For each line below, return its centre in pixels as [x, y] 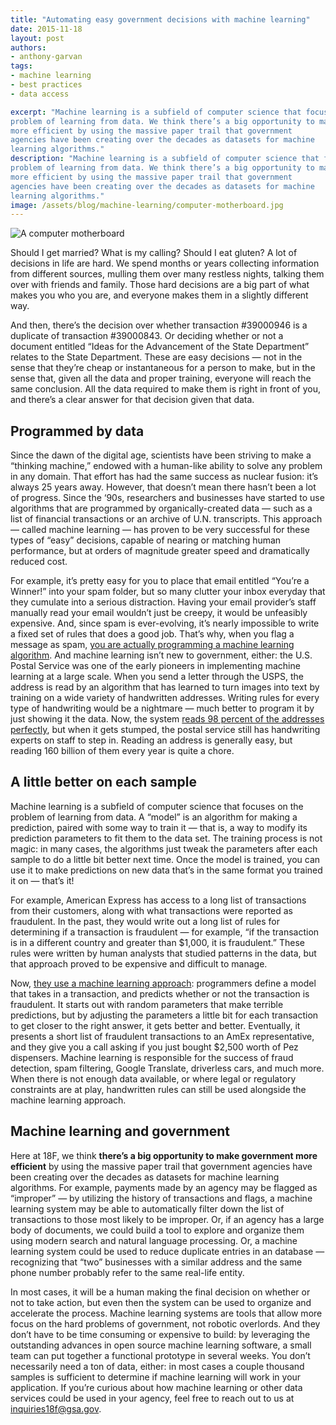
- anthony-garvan [46, 57]
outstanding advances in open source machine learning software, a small [161, 1345]
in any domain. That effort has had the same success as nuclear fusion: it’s [164, 477]
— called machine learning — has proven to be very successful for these [160, 530]
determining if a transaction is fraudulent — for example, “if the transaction [165, 932]
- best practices [46, 85]
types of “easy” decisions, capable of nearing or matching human [146, 540]
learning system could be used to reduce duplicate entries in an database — [167, 1251]
